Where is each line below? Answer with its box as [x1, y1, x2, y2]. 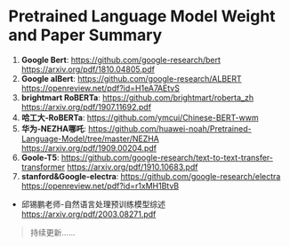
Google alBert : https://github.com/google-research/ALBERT [20, 73, 242, 83]
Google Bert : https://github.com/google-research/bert [20, 54, 222, 65]
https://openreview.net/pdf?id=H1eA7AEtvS [20, 83, 180, 93]
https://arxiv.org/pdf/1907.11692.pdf [20, 101, 152, 112]
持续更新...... [29, 226, 76, 237]
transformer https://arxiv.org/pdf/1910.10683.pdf [20, 162, 198, 172]
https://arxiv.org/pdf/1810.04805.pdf [20, 64, 155, 75]
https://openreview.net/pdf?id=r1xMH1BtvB [20, 180, 180, 191]
